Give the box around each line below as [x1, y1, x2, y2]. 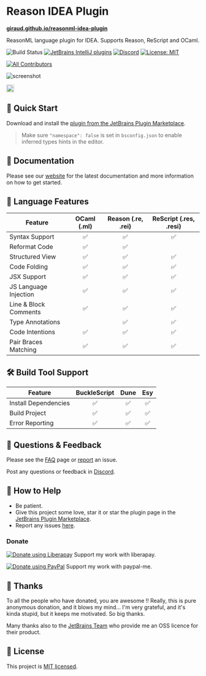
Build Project [9, 409, 46, 417]
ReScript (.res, [152, 214, 195, 223]
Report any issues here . [15, 521, 75, 529]
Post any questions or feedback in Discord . [6, 468, 115, 475]
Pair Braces [9, 338, 43, 347]
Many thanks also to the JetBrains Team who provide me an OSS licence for [6, 622, 198, 629]
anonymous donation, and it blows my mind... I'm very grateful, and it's [6, 603, 186, 611]
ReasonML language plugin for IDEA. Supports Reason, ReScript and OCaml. [6, 36, 200, 44]
